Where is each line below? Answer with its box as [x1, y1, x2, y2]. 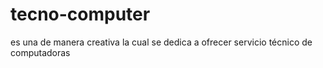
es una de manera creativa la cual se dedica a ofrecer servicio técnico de [10, 36, 313, 48]
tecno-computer [10, 3, 151, 26]
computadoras [10, 46, 71, 58]
